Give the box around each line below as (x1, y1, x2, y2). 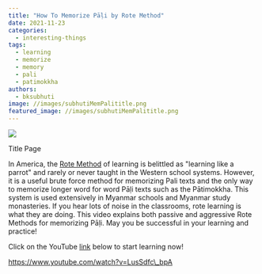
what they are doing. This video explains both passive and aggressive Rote (8, 210, 253, 219)
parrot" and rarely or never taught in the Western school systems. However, (8, 168, 255, 177)
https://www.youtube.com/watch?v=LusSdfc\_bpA (8, 257, 173, 266)
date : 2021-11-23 (8, 19, 66, 27)
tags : (8, 41, 26, 49)
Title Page (8, 144, 42, 153)
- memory (15, 63, 44, 71)
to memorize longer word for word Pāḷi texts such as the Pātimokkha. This (8, 185, 249, 194)
